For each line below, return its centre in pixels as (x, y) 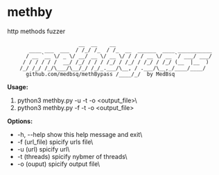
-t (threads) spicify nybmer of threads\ (72, 156)
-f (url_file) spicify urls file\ (55, 142)
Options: (20, 121)
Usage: (18, 86)
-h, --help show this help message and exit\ (80, 134)
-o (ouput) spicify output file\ (59, 164)
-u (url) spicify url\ (43, 149)
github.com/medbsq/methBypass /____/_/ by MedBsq (100, 74)
